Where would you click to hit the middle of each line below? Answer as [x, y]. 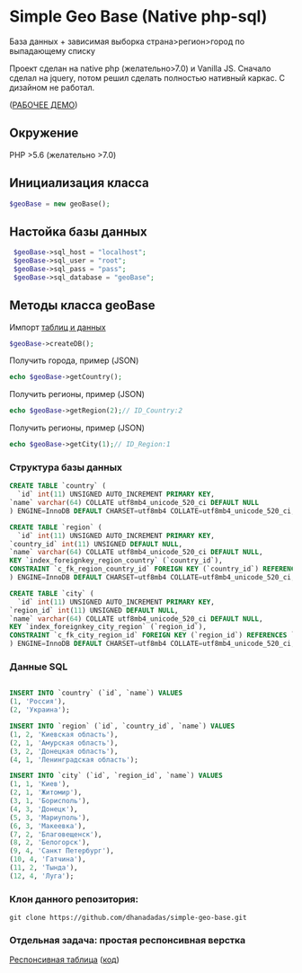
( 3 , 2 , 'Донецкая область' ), [64, 751]
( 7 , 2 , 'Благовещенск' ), [56, 834]
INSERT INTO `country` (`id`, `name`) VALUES [96, 694]
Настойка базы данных [78, 231]
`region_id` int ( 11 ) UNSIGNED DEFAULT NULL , [94, 610]
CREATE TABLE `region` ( [56, 527]
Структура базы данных [66, 467]
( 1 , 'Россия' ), [38, 702]
